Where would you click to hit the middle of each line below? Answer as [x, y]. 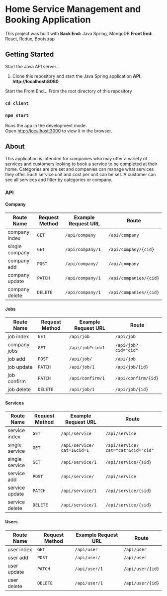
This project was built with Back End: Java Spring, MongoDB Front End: [79, 33]
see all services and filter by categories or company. [59, 180]
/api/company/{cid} [131, 249]
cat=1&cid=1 [75, 450]
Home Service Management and [73, 9]
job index [18, 337]
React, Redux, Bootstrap [30, 39]
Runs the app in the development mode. [46, 125]
